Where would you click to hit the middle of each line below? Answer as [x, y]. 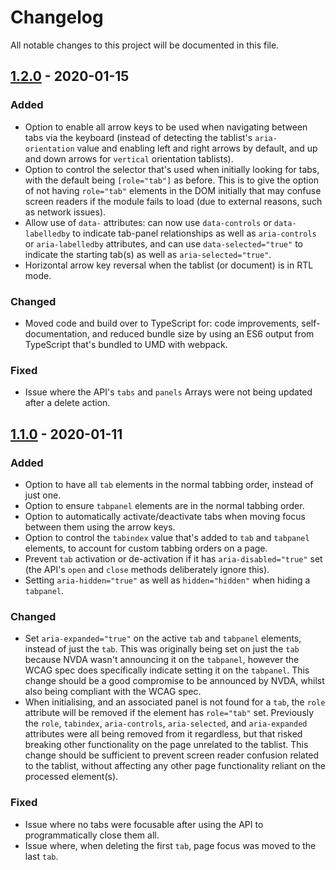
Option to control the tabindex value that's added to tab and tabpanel [167, 537]
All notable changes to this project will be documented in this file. [145, 45]
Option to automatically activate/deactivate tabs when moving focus [165, 516]
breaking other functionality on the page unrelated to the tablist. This [166, 745]
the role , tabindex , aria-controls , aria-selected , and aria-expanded [166, 723]
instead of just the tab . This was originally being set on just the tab [162, 649]
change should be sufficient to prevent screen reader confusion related [172, 755]
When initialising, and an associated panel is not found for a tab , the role [175, 702]
